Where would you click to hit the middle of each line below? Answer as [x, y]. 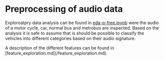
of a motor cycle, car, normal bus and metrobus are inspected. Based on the [82, 28]
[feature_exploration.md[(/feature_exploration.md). [56, 53]
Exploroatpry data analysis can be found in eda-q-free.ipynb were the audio [82, 23]
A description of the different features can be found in [60, 48]
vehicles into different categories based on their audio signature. [70, 38]
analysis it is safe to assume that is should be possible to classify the [75, 33]
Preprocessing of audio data [64, 9]
